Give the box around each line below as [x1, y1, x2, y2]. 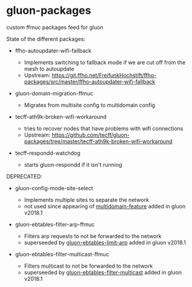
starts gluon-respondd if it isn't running [24, 161, 122, 168]
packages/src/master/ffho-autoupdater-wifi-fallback [24, 78, 156, 85]
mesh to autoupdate [24, 65, 74, 73]
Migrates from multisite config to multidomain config [24, 101, 156, 109]
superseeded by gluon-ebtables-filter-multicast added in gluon [24, 268, 182, 276]
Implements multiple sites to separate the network [24, 196, 150, 203]
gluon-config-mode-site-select [15, 184, 93, 192]
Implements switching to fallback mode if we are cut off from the [24, 59, 186, 66]
